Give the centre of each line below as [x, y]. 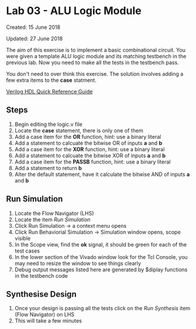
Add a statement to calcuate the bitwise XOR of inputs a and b [90, 155]
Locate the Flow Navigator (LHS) [54, 213]
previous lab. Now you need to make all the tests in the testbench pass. [93, 62]
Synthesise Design [41, 294]
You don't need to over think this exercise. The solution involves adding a [95, 74]
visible [22, 238]
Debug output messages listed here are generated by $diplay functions [101, 270]
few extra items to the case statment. [52, 80]
